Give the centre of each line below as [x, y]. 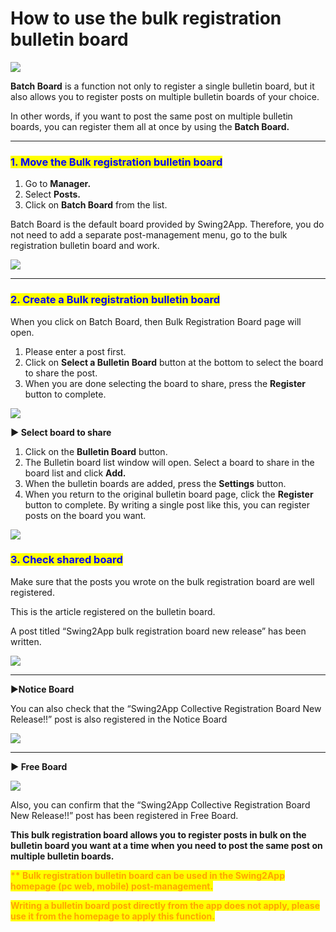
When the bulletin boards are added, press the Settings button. [155, 483]
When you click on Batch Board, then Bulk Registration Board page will [156, 321]
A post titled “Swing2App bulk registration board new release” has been [158, 631]
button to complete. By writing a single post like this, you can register [167, 504]
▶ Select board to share [61, 432]
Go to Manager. [58, 184]
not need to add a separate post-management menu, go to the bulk [149, 235]
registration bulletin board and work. [85, 246]
